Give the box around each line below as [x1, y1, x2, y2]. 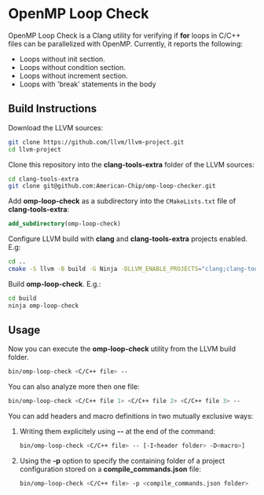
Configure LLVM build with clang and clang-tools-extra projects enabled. [8, 234, 247, 244]
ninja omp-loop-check [8, 302, 79, 310]
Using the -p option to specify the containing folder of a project [19, 456, 225, 466]
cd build [8, 294, 37, 302]
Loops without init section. [19, 54, 106, 64]
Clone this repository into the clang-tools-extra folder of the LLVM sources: [8, 159, 255, 169]
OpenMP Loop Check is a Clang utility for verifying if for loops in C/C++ [8, 31, 241, 40]
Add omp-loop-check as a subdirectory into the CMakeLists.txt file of [8, 196, 236, 206]
